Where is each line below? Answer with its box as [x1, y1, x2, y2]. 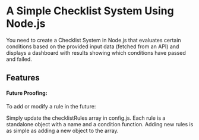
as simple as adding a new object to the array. [6, 127, 119, 134]
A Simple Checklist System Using [6, 4, 174, 18]
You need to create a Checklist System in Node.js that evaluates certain [6, 36, 181, 43]
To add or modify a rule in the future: [6, 102, 96, 110]
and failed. [6, 55, 33, 63]
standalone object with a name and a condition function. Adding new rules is [6, 120, 194, 127]
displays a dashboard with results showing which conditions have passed [6, 49, 186, 56]
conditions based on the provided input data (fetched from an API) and [6, 43, 179, 50]
